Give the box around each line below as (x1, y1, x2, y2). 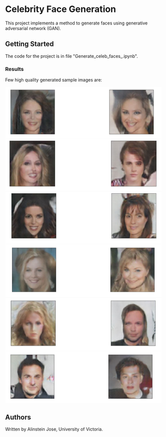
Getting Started (5, 40, 54, 48)
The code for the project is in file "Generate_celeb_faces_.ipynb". (5, 53, 138, 59)
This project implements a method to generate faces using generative (5, 20, 148, 26)
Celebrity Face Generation (5, 3, 116, 15)
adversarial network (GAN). (5, 25, 61, 31)
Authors (5, 413, 31, 422)
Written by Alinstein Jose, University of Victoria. (5, 426, 103, 432)
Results (5, 65, 24, 72)
